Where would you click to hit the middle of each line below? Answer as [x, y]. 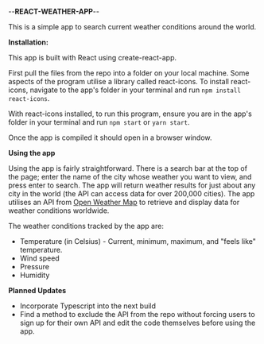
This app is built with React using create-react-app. [93, 58]
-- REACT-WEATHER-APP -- [54, 12]
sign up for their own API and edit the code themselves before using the [138, 323]
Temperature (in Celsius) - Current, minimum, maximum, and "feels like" [138, 241]
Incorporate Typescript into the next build [88, 306]
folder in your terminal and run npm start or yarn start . [99, 122]
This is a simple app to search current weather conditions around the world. [132, 27]
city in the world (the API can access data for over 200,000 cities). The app [132, 193]
